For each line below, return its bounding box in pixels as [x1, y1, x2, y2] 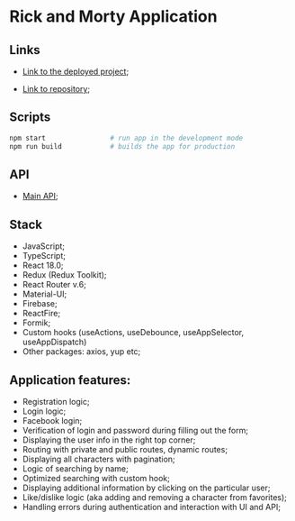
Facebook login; [22, 416, 83, 425]
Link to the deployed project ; [22, 66, 130, 77]
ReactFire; [22, 308, 61, 319]
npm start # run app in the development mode [9, 133, 244, 142]
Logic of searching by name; [22, 463, 129, 474]
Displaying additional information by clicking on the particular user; [22, 482, 271, 493]
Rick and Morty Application [9, 6, 218, 27]
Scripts [9, 110, 51, 125]
